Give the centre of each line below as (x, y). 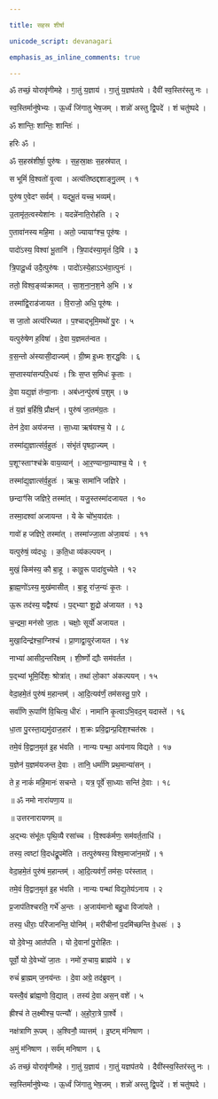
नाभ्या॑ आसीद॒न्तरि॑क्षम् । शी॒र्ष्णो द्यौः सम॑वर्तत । (71, 659)
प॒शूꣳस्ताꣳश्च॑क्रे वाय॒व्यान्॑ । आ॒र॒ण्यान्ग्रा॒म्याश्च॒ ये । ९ (78, 463)
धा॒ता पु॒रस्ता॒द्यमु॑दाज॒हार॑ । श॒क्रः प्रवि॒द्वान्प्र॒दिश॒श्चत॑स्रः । (82, 730)
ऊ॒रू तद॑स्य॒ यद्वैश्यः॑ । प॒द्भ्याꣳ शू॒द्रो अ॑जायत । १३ (76, 605)
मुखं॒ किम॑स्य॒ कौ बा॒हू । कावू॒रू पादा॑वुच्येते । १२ (73, 570)
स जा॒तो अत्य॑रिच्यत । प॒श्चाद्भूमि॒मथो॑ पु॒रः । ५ (72, 321)
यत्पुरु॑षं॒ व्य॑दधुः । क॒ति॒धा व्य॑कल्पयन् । (61, 552)
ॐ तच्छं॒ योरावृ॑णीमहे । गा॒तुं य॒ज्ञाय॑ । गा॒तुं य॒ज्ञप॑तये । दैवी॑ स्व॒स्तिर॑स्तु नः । (109, 91)
